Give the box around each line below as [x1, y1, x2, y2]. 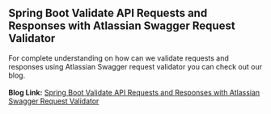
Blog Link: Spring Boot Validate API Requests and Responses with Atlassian [8, 87, 260, 97]
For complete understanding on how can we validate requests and [8, 53, 229, 63]
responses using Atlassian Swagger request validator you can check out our [8, 61, 263, 71]
